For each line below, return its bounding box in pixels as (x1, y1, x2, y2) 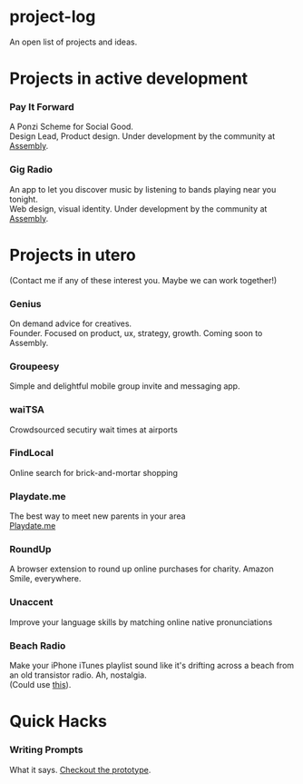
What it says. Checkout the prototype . (9, 764, 151, 775)
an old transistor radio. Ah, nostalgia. (9, 670, 147, 680)
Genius (9, 297, 42, 310)
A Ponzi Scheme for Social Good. (9, 121, 134, 133)
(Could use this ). (9, 680, 72, 690)
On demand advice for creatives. (9, 318, 132, 329)
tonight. (9, 194, 38, 204)
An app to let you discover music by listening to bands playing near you (9, 184, 277, 194)
